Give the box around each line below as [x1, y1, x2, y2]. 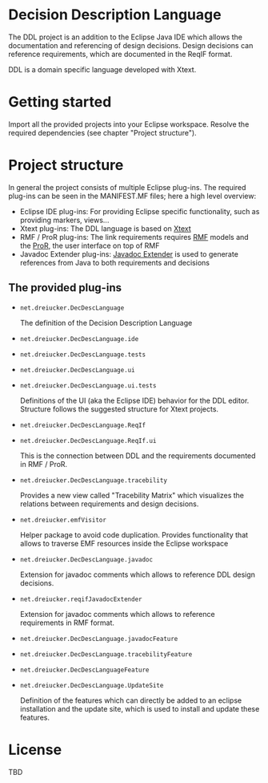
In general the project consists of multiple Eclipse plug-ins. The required [8, 182, 246, 192]
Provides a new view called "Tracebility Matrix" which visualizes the [19, 490, 244, 500]
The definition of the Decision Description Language [19, 318, 193, 327]
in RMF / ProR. [19, 459, 68, 469]
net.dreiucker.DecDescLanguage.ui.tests [19, 381, 157, 390]
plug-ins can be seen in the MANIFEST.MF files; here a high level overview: [8, 191, 257, 201]
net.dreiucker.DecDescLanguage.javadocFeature [19, 635, 178, 643]
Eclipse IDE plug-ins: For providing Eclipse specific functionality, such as [19, 206, 260, 216]
